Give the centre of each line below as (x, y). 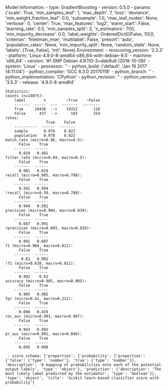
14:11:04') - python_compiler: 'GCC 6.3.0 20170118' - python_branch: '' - (80, 72)
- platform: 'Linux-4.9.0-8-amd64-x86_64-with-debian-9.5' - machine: (79, 55)
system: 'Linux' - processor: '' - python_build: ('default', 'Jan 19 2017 (76, 66)
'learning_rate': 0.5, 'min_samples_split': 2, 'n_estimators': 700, (70, 29)
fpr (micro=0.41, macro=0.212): (39, 299)
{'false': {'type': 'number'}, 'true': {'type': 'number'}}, (71, 360)
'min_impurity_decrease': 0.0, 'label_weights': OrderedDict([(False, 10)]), (80, 34)
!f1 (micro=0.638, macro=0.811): (40, 264)
